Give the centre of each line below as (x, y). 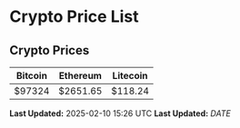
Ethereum (80, 76)
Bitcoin (32, 76)
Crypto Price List (74, 17)
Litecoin (130, 76)
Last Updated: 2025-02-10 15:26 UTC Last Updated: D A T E (120, 113)
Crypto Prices (50, 50)
